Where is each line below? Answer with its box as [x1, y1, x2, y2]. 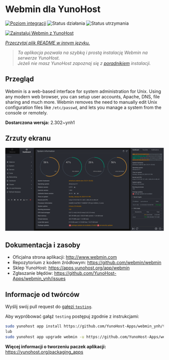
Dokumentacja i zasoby [5, 241, 80, 249]
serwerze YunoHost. [17, 54, 60, 61]
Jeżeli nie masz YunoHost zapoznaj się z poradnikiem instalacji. [17, 60, 151, 66]
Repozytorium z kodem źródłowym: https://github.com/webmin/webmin [12, 260, 162, 266]
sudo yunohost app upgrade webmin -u [5, 334, 84, 339]
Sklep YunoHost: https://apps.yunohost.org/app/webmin [12, 265, 130, 271]
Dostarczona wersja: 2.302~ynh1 [5, 119, 75, 126]
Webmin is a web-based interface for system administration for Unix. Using [5, 88, 161, 94]
